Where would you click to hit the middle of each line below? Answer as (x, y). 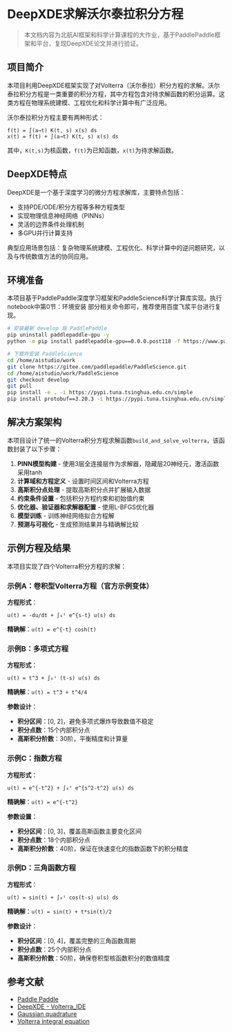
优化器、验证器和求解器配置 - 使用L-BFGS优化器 (86, 507)
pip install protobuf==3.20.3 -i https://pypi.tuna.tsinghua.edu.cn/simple (118, 399)
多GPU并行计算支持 (45, 233)
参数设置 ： (22, 816)
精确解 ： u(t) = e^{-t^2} (42, 801)
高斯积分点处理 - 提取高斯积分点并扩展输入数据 (84, 490)
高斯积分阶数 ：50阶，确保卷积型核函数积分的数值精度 (94, 958)
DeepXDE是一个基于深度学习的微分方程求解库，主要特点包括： (96, 192)
